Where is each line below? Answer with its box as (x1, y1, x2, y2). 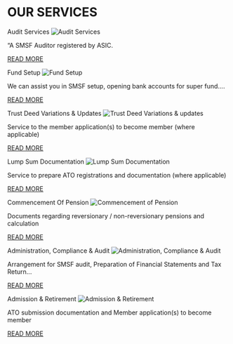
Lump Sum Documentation (7, 157, 85, 166)
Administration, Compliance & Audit (7, 246, 110, 255)
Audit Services (7, 27, 50, 36)
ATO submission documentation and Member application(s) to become (7, 308, 212, 317)
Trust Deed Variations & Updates (7, 109, 102, 117)
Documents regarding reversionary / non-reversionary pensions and (7, 211, 205, 220)
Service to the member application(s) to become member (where (7, 122, 195, 131)
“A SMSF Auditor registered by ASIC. (7, 41, 114, 49)
